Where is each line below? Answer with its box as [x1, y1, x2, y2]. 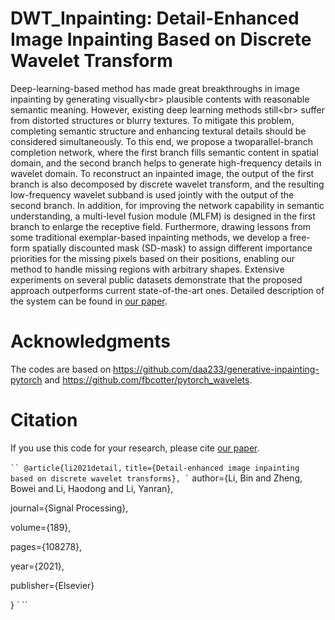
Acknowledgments [10, 330, 172, 353]
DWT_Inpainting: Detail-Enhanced [10, 7, 300, 30]
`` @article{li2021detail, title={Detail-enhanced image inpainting [10, 463, 300, 473]
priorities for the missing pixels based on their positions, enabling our [10, 252, 296, 264]
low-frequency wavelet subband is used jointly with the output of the [10, 188, 295, 201]
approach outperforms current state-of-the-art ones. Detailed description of [10, 284, 325, 296]
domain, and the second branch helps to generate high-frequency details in [10, 157, 322, 169]
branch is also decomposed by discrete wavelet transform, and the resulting [10, 178, 325, 190]
